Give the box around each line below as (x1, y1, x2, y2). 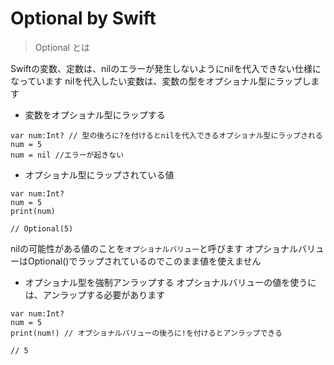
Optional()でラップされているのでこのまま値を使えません (27, 255, 262, 267)
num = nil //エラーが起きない (10, 150, 125, 160)
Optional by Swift (10, 7, 157, 30)
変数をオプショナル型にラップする (24, 108, 166, 121)
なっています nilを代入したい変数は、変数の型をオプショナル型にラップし (10, 75, 312, 87)
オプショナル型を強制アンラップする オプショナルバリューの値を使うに (24, 276, 317, 288)
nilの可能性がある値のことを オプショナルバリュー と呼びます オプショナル (10, 242, 298, 254)
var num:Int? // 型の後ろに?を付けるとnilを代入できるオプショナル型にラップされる (10, 130, 323, 141)
